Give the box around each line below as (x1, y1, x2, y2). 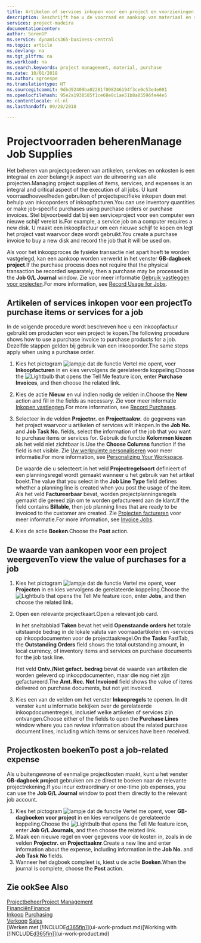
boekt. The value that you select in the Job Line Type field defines (15, 477, 177, 485)
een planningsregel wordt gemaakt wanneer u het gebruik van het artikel (15, 471, 194, 479)
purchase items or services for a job (7, 307, 144, 318)
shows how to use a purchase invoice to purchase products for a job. (7, 336, 177, 343)
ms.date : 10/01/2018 (7, 70, 58, 76)
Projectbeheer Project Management (7, 898, 93, 905)
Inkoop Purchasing (7, 911, 53, 918)
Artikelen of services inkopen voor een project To (7, 298, 193, 308)
